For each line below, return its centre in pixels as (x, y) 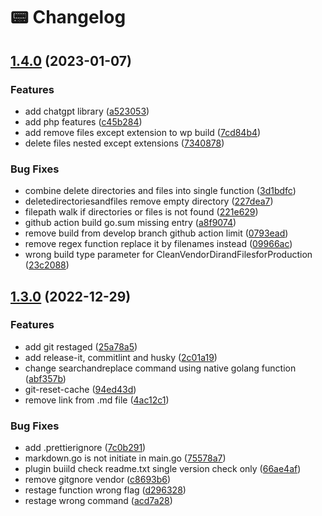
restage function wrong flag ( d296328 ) (105, 490)
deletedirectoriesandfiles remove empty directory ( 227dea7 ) (149, 201)
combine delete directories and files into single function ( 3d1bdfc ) (160, 191)
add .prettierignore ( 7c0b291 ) (85, 448)
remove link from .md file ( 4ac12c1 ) (97, 400)
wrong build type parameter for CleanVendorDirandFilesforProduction (168, 255)
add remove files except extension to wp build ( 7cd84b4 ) (143, 132)
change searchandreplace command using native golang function (160, 368)
